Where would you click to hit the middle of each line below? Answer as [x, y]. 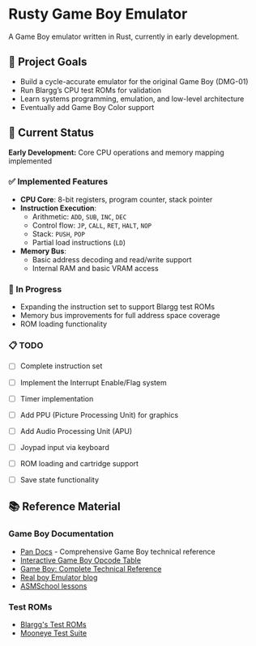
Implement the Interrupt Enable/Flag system [94, 382]
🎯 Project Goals [48, 62]
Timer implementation [57, 398]
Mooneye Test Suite [53, 633]
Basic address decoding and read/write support [112, 259]
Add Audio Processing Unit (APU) [76, 431]
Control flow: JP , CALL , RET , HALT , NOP [92, 225]
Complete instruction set [61, 366]
